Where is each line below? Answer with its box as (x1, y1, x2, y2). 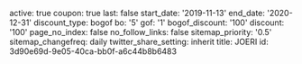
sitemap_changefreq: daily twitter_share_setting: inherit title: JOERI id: (9, 36, 269, 47)
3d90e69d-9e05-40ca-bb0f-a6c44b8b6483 (9, 46, 178, 57)
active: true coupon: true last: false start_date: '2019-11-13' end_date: (9, 8, 266, 18)
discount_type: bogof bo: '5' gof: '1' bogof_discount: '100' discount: (32, 17, 285, 28)
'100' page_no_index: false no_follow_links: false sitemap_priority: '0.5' (9, 27, 272, 37)
